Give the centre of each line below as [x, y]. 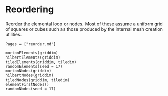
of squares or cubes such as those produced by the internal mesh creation [84, 29]
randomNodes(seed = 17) [31, 89]
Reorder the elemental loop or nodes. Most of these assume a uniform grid [84, 24]
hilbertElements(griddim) [33, 57]
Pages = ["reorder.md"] [31, 44]
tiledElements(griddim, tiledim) [41, 62]
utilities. [14, 34]
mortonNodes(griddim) [28, 71]
